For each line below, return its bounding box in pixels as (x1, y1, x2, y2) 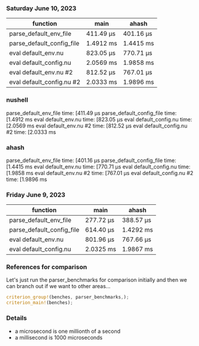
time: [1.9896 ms (6, 176, 48, 183)
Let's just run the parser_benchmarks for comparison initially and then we (6, 276, 188, 283)
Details (6, 314, 27, 322)
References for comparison (6, 263, 88, 272)
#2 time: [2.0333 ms (6, 128, 57, 135)
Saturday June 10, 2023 (6, 4, 77, 13)
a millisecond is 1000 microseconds (14, 333, 103, 341)
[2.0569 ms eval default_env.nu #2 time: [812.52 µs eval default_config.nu (6, 122, 188, 129)
